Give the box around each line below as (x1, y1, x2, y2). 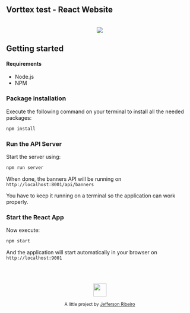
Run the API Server (6, 139, 62, 148)
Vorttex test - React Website (6, 5, 113, 15)
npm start (6, 238, 31, 244)
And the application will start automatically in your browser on (6, 248, 157, 255)
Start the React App (6, 213, 64, 221)
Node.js (14, 74, 34, 81)
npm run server (6, 164, 44, 171)
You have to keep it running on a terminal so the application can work (6, 192, 176, 199)
